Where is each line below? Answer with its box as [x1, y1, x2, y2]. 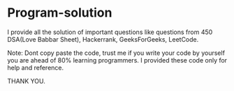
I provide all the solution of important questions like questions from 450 [7, 28, 213, 36]
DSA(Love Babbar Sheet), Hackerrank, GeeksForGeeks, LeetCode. [7, 35, 199, 43]
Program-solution [7, 5, 112, 21]
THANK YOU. [7, 76, 45, 85]
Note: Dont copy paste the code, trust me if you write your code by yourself [7, 49, 226, 57]
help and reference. [7, 63, 64, 72]
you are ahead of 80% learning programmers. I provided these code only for [7, 56, 228, 64]
